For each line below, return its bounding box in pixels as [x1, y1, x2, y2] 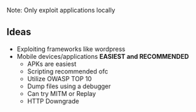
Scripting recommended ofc [27, 66, 108, 76]
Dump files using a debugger [27, 82, 111, 90]
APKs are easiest [27, 59, 76, 68]
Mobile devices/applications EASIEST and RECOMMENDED [16, 52, 190, 60]
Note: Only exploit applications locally [6, 6, 115, 14]
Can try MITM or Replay [27, 89, 96, 97]
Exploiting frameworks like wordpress [16, 45, 125, 53]
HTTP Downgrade [27, 97, 80, 105]
